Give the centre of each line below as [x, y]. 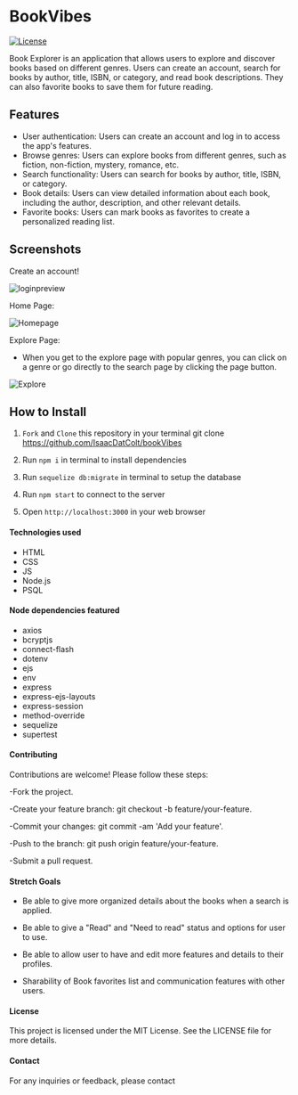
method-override [53, 715]
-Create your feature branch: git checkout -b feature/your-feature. [130, 809]
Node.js [36, 580]
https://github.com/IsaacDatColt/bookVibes [102, 443]
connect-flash [48, 649]
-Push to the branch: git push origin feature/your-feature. [114, 843]
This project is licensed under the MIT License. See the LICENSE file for [141, 1031]
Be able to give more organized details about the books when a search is [155, 901]
